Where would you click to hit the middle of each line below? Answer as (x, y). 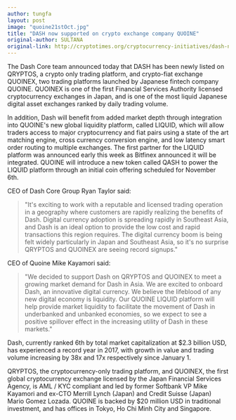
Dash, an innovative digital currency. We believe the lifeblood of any (123, 292)
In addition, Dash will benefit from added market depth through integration (115, 117)
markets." (38, 329)
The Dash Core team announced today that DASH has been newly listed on (116, 66)
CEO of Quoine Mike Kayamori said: (59, 263)
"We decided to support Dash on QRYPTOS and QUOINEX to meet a (123, 276)
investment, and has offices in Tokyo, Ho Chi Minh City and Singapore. (110, 408)
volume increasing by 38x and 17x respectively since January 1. (99, 357)
